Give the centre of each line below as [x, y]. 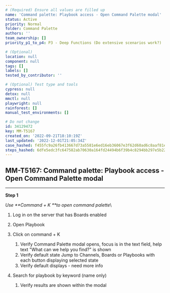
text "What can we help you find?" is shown [66, 250]
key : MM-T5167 [20, 131]
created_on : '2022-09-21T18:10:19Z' [44, 136]
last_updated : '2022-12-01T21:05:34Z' [46, 140]
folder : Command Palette [31, 29]
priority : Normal [24, 24]
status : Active [21, 19]
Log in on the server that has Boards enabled [59, 215]
